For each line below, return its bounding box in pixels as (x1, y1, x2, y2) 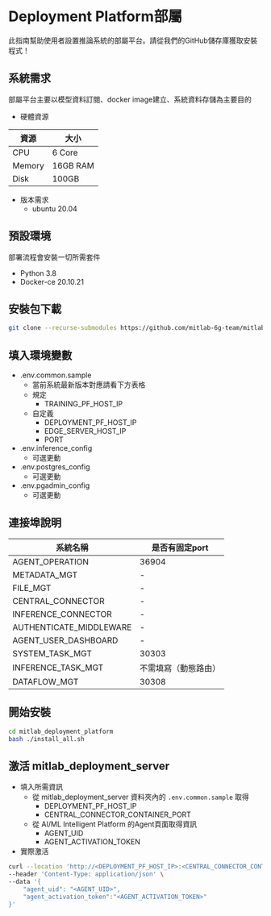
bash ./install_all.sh (8, 735, 85, 743)
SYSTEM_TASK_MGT (12, 647, 93, 659)
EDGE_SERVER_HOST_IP (44, 427, 127, 436)
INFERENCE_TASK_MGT (12, 662, 104, 673)
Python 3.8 (19, 268, 56, 278)
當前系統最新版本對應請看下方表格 (31, 380, 146, 389)
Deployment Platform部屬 (8, 7, 183, 26)
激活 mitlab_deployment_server (8, 759, 170, 772)
